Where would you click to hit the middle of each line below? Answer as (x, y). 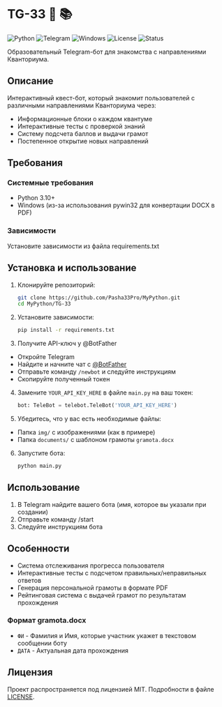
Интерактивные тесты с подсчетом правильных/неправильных (112, 572)
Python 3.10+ (36, 198)
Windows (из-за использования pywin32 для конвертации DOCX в (116, 205)
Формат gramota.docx (47, 621)
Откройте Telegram (46, 357)
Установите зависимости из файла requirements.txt (83, 246)
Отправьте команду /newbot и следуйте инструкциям (97, 372)
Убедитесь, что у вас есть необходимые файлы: (89, 419)
